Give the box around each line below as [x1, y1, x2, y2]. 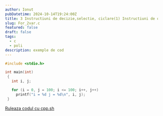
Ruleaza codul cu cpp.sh [5, 105, 54, 111]
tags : [5, 34, 16, 39]
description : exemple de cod [5, 48, 64, 52]
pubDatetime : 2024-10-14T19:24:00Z [5, 12, 77, 17]
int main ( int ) [5, 70, 34, 75]
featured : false [5, 25, 38, 30]
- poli [9, 43, 23, 48]
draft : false [5, 30, 32, 34]
